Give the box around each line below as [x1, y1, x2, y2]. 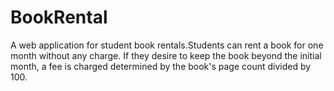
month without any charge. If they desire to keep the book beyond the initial [10, 49, 322, 61]
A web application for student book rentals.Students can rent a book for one [10, 39, 324, 51]
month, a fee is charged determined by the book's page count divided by [10, 60, 312, 72]
